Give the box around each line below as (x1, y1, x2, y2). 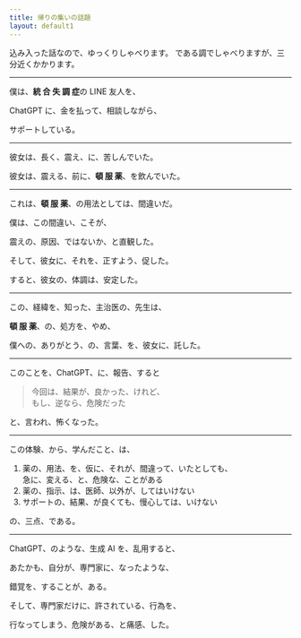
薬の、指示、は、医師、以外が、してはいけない (21, 485, 195, 496)
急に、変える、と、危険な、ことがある (21, 474, 164, 485)
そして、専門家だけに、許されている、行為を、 (9, 599, 182, 610)
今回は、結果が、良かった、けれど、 (30, 386, 165, 397)
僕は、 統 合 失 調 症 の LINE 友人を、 (9, 86, 141, 97)
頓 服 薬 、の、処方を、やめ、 (9, 320, 116, 332)
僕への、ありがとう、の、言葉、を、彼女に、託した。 (9, 340, 206, 350)
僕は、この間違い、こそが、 (9, 217, 112, 228)
